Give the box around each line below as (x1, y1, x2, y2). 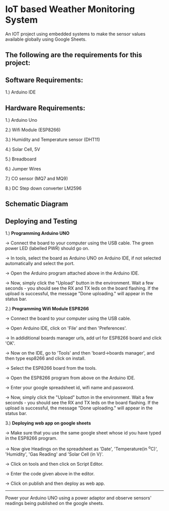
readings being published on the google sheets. (5, 500, 104, 506)
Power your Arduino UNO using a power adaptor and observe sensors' (5, 494, 152, 501)
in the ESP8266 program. (5, 435, 58, 441)
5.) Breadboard (5, 156, 37, 162)
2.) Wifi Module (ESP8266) (5, 127, 61, 133)
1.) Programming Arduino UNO (5, 230, 69, 236)
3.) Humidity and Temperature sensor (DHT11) (5, 136, 101, 142)
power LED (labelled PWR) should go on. (5, 245, 90, 251)
